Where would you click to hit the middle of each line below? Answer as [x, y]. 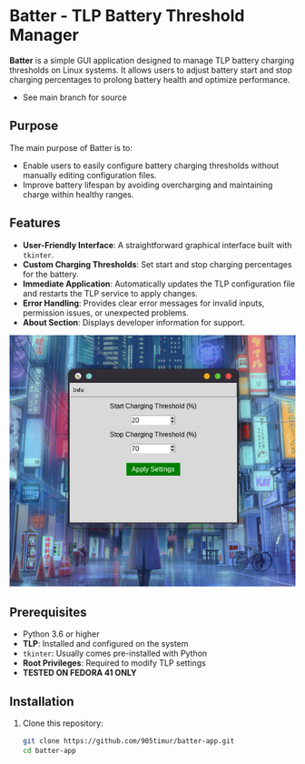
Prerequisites [48, 612]
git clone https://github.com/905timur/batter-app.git [128, 741]
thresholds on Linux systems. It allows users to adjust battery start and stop [151, 70]
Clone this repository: [63, 723]
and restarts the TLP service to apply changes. [110, 293]
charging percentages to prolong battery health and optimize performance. [150, 79]
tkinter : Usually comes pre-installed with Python [115, 653]
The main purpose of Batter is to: [71, 147]
